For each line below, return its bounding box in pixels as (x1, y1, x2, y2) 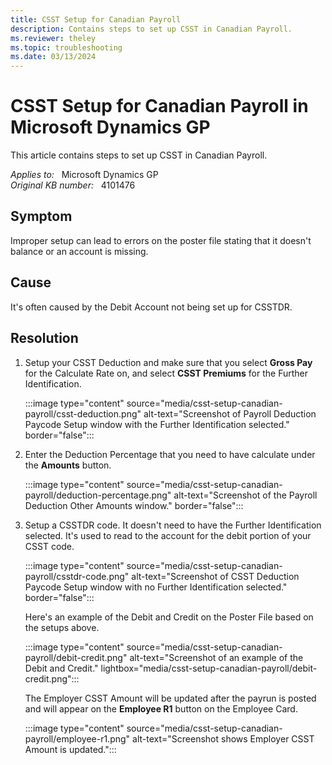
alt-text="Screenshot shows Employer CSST (132, 732, 315, 745)
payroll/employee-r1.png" (24, 732, 131, 745)
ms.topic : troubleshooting (10, 42, 123, 53)
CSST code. (24, 540, 75, 552)
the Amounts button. (24, 459, 112, 471)
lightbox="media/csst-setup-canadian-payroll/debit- (100, 662, 318, 674)
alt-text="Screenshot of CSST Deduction (131, 570, 300, 582)
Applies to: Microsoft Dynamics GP (10, 169, 159, 181)
